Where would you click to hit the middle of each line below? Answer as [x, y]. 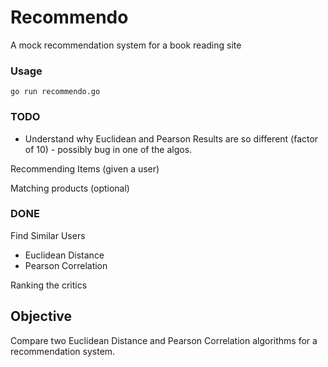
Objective [41, 316]
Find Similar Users [48, 235]
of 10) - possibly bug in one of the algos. [108, 149]
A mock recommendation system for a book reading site [126, 45]
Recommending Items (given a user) [85, 168]
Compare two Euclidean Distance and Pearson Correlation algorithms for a [164, 340]
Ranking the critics [49, 285]
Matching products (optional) [70, 188]
